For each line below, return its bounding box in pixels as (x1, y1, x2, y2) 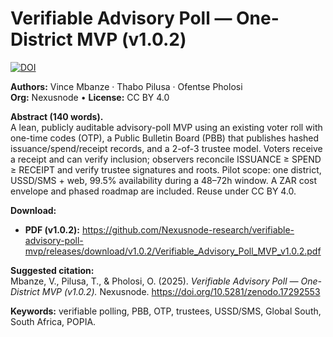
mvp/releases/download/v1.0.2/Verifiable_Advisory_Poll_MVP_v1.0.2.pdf (24, 245, 322, 257)
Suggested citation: (10, 264, 95, 276)
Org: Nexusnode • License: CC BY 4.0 (10, 91, 170, 103)
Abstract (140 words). (10, 110, 104, 122)
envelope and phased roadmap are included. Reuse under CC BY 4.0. (10, 185, 297, 197)
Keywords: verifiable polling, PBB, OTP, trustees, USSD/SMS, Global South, (10, 305, 322, 317)
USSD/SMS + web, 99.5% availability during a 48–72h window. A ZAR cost (10, 174, 318, 186)
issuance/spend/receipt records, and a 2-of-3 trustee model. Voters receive (10, 142, 323, 154)
